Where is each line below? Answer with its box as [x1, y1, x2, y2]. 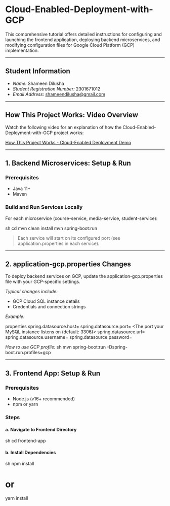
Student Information [5, 67, 71, 76]
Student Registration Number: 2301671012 [12, 85, 101, 92]
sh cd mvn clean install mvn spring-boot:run [5, 225, 98, 231]
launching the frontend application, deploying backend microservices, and [5, 37, 160, 43]
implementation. [5, 47, 39, 53]
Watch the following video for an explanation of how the [5, 124, 122, 130]
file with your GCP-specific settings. [5, 278, 81, 285]
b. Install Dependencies [5, 449, 56, 455]
